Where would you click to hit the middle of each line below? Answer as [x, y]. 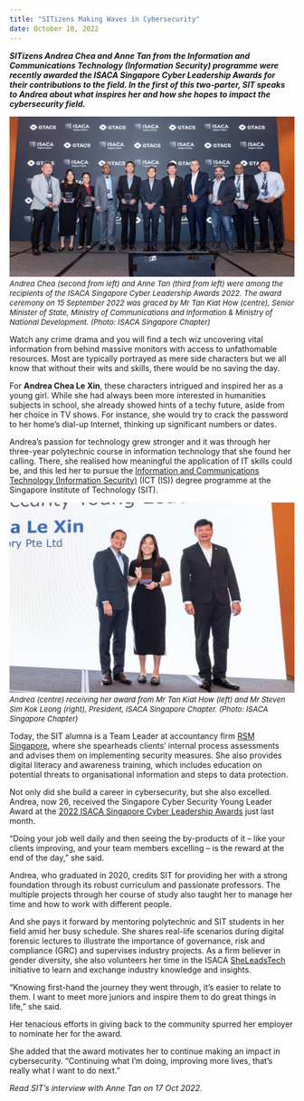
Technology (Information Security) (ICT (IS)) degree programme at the [140, 480]
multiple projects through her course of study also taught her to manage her [151, 894]
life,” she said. [36, 1006]
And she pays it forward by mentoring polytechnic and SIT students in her [147, 921]
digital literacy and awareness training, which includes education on [136, 764]
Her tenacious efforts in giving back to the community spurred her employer [151, 1024]
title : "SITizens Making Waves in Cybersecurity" [105, 19]
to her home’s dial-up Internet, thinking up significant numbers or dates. [143, 424]
